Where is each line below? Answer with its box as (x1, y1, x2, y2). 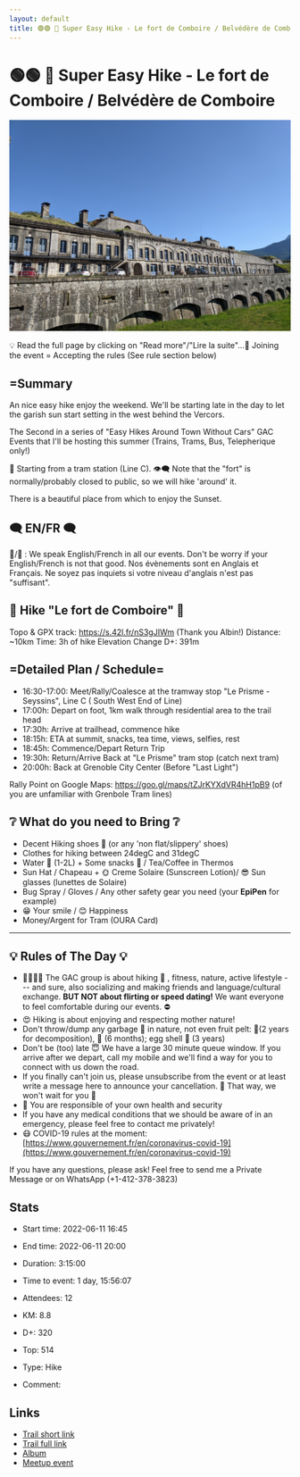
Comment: (21, 1380, 61, 1390)
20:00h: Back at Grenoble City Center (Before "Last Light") (21, 762, 239, 772)
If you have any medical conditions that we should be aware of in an (21, 1109, 273, 1120)
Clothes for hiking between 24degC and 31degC (21, 847, 200, 858)
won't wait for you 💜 (21, 1090, 96, 1101)
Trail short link (21, 1429, 75, 1439)
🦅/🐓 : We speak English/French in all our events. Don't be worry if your (9, 549, 268, 560)
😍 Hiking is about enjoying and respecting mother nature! (21, 1014, 236, 1025)
